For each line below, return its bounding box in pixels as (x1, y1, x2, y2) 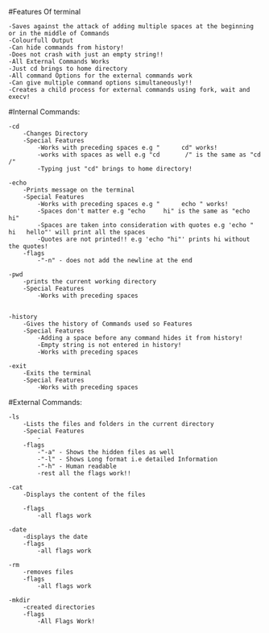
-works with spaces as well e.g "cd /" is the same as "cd (37, 151, 262, 159)
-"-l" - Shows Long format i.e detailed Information (37, 455, 218, 463)
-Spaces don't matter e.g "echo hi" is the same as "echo (37, 207, 250, 215)
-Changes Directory (23, 130, 89, 138)
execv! (8, 93, 31, 101)
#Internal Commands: (8, 107, 81, 116)
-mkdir (8, 596, 31, 604)
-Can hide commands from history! (8, 43, 125, 52)
